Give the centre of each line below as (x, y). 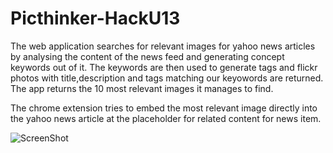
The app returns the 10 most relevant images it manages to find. (142, 88)
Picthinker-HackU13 (95, 18)
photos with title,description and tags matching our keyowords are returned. (167, 78)
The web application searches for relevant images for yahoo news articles (163, 46)
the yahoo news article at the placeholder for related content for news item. (166, 118)
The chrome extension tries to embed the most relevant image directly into (164, 108)
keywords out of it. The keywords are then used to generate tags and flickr (164, 67)
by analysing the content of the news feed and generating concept (147, 56)
